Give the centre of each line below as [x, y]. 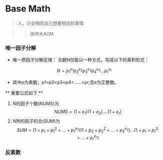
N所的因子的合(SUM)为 [36, 121]
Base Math [28, 9]
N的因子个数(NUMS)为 [36, 103]
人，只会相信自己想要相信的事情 [50, 23]
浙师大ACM [42, 33]
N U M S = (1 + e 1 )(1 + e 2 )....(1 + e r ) [88, 112]
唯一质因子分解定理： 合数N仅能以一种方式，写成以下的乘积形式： [81, 60]
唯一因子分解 [21, 48]
